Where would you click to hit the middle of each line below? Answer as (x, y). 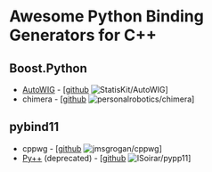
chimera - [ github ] (108, 99)
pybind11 (34, 127)
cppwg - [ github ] (92, 148)
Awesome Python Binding (107, 16)
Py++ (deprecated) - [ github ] (106, 158)
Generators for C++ (83, 35)
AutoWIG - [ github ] (95, 90)
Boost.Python (48, 68)
